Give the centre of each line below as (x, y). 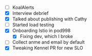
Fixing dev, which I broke (46, 36)
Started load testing (33, 25)
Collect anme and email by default (49, 42)
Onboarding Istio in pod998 (41, 31)
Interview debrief (30, 13)
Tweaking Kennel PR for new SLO (48, 48)
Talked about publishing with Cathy (50, 19)
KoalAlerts (23, 7)
